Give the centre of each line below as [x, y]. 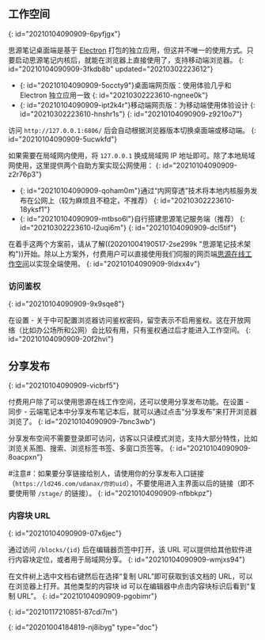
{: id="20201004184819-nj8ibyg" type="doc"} [83, 627]
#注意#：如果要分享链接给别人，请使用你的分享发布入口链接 [106, 473]
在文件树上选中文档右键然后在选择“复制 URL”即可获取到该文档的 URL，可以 [131, 577]
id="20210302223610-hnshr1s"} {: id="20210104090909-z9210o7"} [131, 114]
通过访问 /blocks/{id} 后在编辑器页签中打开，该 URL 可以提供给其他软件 [127, 550]
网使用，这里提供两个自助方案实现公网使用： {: [84, 165]
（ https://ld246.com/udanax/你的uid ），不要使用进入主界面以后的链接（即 [128, 483]
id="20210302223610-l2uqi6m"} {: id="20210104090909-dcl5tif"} [128, 227]
